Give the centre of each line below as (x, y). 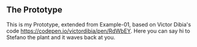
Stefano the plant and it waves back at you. (61, 37)
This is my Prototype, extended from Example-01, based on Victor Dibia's (99, 24)
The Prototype (35, 10)
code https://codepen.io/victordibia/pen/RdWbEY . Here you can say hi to (98, 31)
